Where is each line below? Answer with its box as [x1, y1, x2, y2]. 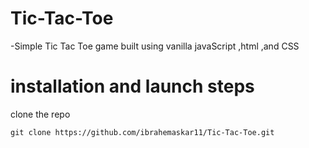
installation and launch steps [10, 75, 255, 98]
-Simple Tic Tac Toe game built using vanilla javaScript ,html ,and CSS [10, 40, 300, 52]
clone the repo [10, 108, 71, 120]
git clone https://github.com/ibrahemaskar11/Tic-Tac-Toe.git [10, 127, 275, 137]
